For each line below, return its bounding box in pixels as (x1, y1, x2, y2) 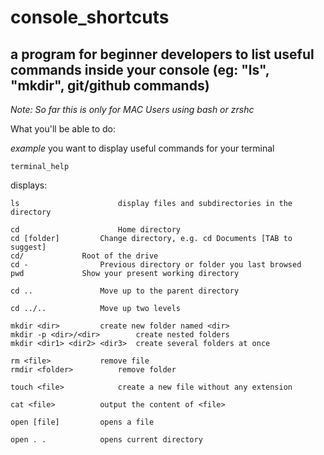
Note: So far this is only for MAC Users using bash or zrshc (10, 104, 255, 115)
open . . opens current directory (10, 435, 203, 445)
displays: (10, 179, 48, 191)
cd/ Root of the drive (10, 251, 159, 261)
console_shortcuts (10, 6, 170, 29)
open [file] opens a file (10, 417, 155, 427)
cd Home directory (10, 225, 182, 235)
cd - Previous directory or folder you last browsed (10, 260, 302, 270)
